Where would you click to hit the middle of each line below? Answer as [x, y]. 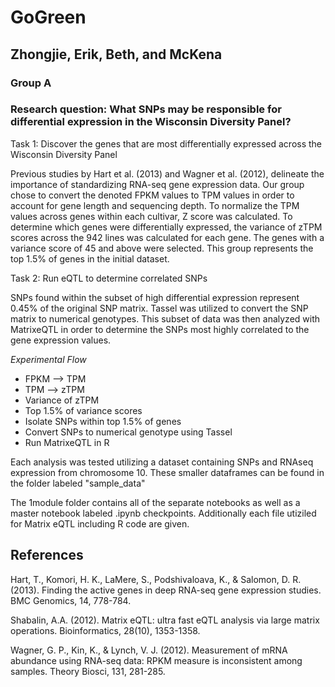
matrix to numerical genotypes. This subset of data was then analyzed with [165, 318]
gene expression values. [61, 340]
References [47, 555]
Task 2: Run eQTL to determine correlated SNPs [109, 278]
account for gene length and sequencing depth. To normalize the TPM [155, 205]
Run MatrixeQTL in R [67, 442]
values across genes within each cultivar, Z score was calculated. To [151, 216]
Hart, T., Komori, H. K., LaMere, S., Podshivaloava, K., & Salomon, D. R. [156, 579]
